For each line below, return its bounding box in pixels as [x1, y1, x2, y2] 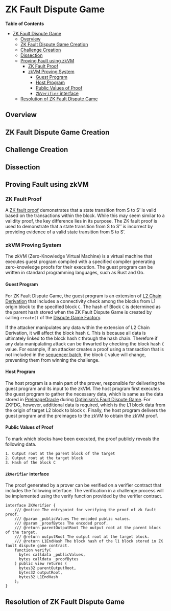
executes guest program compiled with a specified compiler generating [5, 258, 156, 265]
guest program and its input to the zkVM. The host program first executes [5, 385, 160, 391]
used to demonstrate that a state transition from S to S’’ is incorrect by [5, 224, 153, 230]
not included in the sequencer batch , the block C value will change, [5, 352, 146, 358]
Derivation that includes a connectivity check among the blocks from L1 [5, 298, 156, 304]
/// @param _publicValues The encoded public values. [14, 516, 131, 521]
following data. [5, 441, 37, 447]
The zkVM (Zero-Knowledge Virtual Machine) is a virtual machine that [5, 253, 152, 259]
